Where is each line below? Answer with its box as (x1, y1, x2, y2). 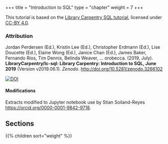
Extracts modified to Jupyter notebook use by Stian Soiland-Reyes (5, 99, 146, 105)
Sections (5, 119, 34, 128)
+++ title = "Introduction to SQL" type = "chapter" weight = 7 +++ (5, 5, 143, 10)
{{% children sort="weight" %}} (5, 133, 73, 139)
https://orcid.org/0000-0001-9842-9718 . (5, 105, 91, 111)
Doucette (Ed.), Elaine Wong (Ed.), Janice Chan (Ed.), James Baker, (5, 50, 147, 56)
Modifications (5, 87, 36, 94)
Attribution (5, 32, 33, 39)
